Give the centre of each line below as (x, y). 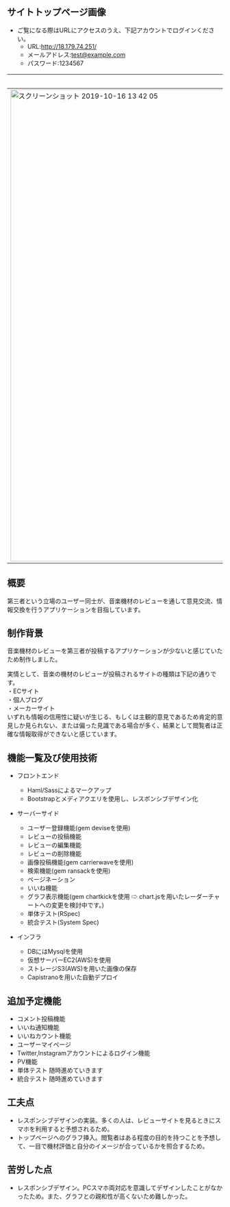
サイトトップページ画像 (56, 12)
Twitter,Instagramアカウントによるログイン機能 (84, 1053)
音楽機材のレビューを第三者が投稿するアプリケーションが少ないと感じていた (115, 651)
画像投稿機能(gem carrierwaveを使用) (80, 863)
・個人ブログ (25, 700)
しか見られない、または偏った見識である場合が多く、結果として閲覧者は (115, 725)
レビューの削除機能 (54, 854)
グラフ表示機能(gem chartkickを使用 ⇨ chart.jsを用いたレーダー (118, 897)
